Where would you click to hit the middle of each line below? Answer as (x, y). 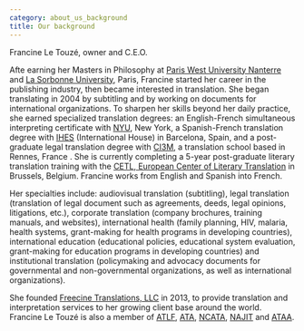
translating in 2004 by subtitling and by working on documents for (133, 98)
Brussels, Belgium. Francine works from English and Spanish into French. (146, 175)
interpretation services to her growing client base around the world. (136, 307)
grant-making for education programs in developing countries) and (134, 251)
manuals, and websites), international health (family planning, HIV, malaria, (149, 222)
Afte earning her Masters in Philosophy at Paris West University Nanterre (145, 70)
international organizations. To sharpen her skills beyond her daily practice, (150, 108)
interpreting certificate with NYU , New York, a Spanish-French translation (147, 127)
